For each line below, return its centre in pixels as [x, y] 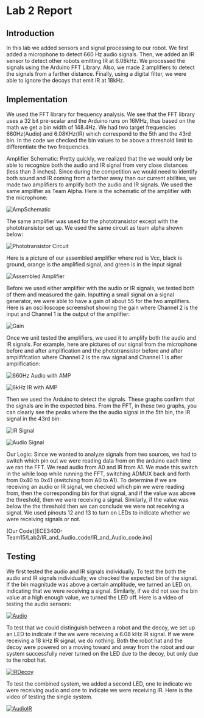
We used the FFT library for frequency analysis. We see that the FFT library [101, 114]
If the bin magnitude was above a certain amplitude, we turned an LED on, [99, 584]
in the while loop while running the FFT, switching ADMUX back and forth [98, 474]
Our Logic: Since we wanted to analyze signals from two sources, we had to [101, 454]
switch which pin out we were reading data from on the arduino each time [99, 460]
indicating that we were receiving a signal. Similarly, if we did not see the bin [102, 591]
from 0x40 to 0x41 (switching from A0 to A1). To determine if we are [91, 480]
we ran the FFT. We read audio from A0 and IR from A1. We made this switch [102, 467]
